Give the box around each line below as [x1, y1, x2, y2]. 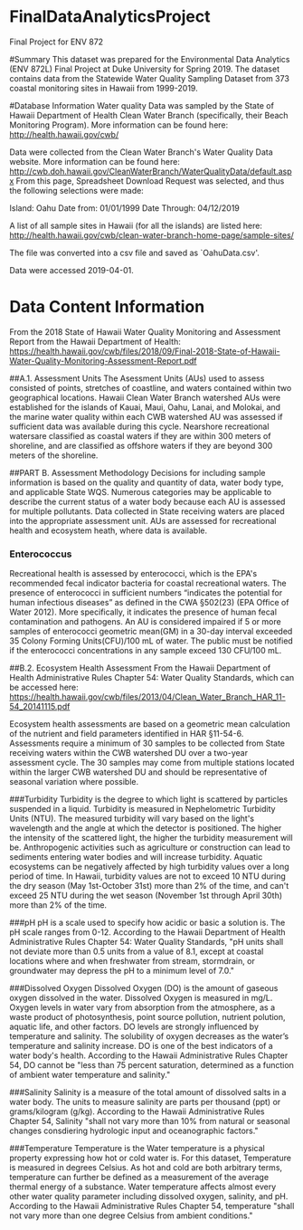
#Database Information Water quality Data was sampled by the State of [9, 100, 274, 110]
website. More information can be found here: [9, 156, 181, 167]
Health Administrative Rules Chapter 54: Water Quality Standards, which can [9, 672, 295, 683]
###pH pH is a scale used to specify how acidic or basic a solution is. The [9, 917, 286, 929]
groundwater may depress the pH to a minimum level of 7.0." [9, 966, 235, 977]
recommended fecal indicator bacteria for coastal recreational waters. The [9, 577, 287, 589]
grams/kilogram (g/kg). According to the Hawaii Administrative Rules [9, 1106, 265, 1117]
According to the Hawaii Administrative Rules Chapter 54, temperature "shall [9, 1201, 295, 1212]
